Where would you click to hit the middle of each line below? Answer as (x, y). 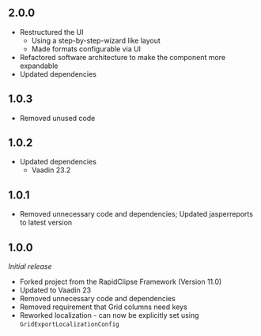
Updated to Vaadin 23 (55, 290)
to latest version (46, 223)
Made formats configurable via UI (86, 49)
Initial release (30, 266)
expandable (39, 66)
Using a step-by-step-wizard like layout (96, 40)
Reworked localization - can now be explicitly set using (109, 315)
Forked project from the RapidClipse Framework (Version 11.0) (121, 282)
